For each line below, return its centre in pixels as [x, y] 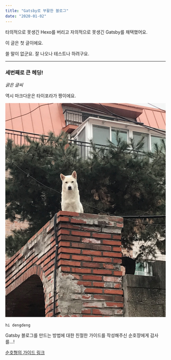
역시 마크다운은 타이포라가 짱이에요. [41, 95]
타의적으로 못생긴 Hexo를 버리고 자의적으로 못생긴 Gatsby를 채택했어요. [76, 32]
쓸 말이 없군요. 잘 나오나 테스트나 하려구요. [47, 53]
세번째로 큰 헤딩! [24, 73]
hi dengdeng [18, 325]
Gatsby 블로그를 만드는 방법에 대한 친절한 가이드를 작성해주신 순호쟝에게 [77, 335]
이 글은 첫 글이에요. [24, 43]
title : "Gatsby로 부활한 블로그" [37, 11]
